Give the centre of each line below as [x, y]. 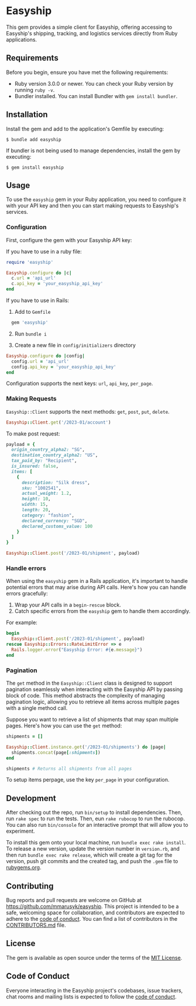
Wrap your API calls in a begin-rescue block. [68, 605]
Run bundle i [30, 334]
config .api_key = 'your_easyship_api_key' [64, 367]
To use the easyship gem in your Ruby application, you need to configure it [96, 199]
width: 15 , [35, 504]
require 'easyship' [30, 262]
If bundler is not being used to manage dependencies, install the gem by [93, 150]
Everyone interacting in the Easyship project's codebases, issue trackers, [94, 990]
